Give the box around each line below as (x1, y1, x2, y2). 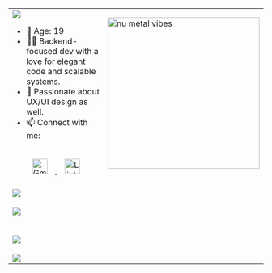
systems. (26, 76, 61, 87)
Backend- (39, 36, 79, 47)
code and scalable (26, 66, 96, 77)
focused (26, 46, 58, 57)
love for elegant (26, 56, 87, 67)
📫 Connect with (26, 117, 88, 128)
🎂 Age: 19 (26, 26, 65, 36)
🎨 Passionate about (26, 86, 100, 97)
